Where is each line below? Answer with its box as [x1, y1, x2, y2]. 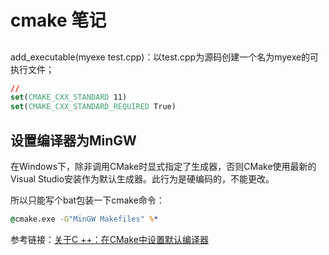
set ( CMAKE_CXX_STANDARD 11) [10, 92, 128, 103]
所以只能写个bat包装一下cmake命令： [10, 194, 165, 206]
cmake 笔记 [10, 9, 107, 32]
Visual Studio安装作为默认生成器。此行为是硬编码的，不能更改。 [10, 173, 275, 185]
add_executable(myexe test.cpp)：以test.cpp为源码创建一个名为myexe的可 [10, 51, 320, 63]
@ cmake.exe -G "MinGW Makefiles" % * [10, 214, 159, 225]
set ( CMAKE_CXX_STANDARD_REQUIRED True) [10, 102, 177, 112]
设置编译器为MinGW [10, 132, 137, 149]
